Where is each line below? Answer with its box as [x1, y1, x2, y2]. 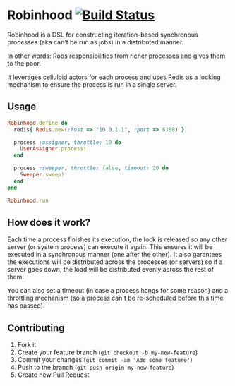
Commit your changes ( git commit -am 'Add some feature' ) [17, 356, 193, 364]
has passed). [7, 301, 45, 310]
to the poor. [7, 59, 41, 67]
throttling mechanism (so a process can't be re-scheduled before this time [7, 294, 224, 303]
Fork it [17, 341, 37, 349]
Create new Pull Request [17, 370, 90, 379]
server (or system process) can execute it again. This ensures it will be [7, 243, 213, 251]
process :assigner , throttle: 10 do [13, 138, 121, 146]
